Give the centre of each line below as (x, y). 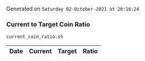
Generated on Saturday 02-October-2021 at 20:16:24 (73, 9)
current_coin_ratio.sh (35, 37)
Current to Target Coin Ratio (48, 24)
